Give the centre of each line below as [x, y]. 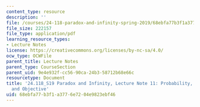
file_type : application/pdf [41, 34]
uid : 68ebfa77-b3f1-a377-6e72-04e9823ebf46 [61, 95]
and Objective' [30, 89]
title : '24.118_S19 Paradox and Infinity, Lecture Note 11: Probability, [100, 84]
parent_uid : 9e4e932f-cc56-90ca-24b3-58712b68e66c [70, 73]
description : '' [26, 17]
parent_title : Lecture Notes [42, 61]
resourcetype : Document [36, 78]
